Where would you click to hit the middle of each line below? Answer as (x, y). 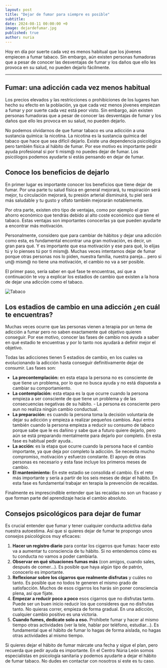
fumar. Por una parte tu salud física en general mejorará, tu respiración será (83, 190)
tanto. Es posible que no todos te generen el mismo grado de (75, 583)
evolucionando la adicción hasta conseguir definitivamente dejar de (75, 363)
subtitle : (15, 19)
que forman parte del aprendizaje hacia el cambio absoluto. (66, 498)
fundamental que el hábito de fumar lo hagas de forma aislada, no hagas (87, 630)
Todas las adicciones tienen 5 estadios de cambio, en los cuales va (74, 358)
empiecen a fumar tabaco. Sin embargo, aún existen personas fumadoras (81, 57)
